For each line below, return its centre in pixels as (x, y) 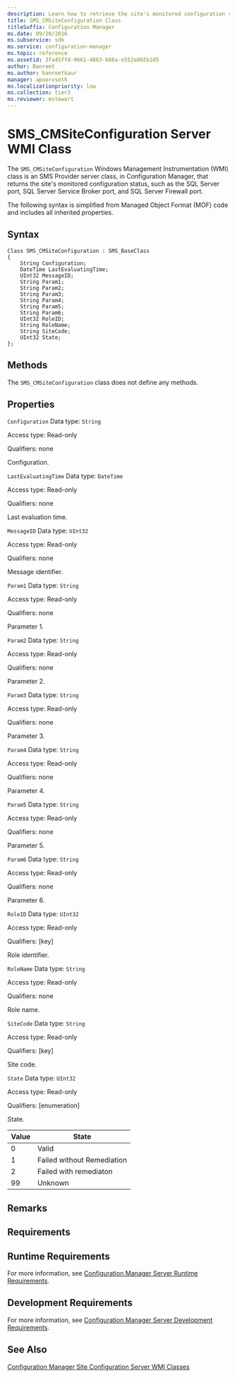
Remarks (28, 1208)
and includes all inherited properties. (61, 212)
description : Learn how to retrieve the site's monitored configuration (116, 14)
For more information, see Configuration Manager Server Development (110, 1320)
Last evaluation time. (37, 517)
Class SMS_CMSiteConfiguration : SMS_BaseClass (79, 251)
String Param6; (42, 313)
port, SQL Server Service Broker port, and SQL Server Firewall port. (105, 191)
